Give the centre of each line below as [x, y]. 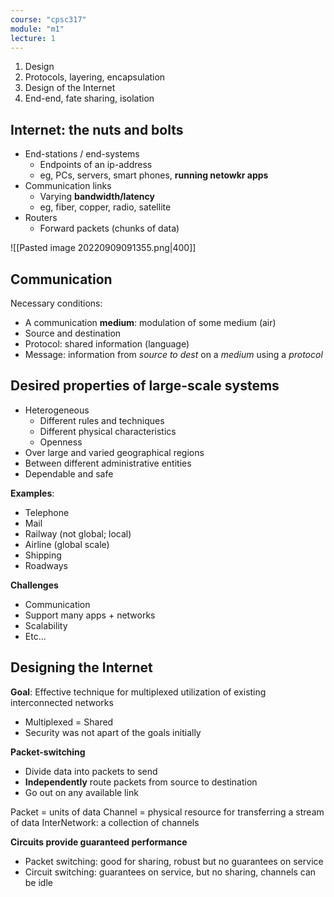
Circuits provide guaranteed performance [99, 842]
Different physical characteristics [108, 431]
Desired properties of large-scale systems [145, 386]
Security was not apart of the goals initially [113, 732]
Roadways [46, 565]
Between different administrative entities [108, 463]
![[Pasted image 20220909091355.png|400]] [103, 248]
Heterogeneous [57, 410]
